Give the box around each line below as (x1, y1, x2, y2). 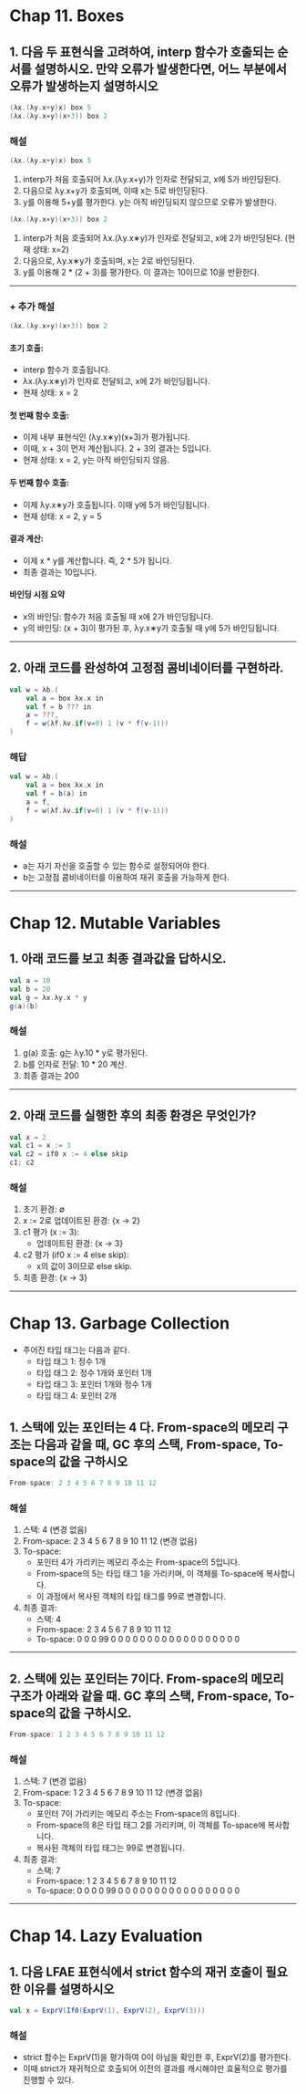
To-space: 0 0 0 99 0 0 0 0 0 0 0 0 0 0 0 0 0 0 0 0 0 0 (36, 1634, 240, 1645)
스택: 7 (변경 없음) (22, 1776, 87, 1787)
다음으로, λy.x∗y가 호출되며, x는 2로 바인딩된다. (22, 255, 196, 266)
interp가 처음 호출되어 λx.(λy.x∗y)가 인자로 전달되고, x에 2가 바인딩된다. (22, 232, 283, 243)
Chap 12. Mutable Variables (9, 913, 221, 933)
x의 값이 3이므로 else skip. (36, 1261, 133, 1272)
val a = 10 (9, 975, 51, 985)
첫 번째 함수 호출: (9, 410, 70, 421)
